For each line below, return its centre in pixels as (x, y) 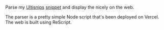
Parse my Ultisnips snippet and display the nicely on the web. (70, 7)
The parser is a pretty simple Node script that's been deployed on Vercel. (82, 17)
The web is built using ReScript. (39, 22)
